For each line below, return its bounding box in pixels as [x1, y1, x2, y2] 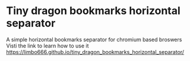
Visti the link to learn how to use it [6, 42, 89, 49]
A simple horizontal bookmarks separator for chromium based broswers [6, 36, 182, 43]
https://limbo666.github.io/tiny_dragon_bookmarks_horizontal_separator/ [6, 48, 185, 55]
